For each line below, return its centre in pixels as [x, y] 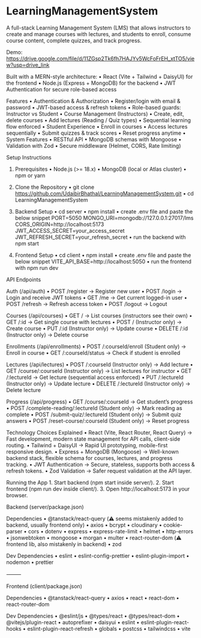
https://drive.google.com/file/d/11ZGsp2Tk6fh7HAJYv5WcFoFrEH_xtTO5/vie [100, 58]
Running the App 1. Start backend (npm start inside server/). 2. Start [90, 482]
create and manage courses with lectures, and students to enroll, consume [99, 34]
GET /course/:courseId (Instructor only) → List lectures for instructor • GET [99, 370]
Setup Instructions [29, 157]
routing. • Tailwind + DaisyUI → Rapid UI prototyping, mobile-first [87, 445]
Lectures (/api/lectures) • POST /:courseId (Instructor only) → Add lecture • [100, 364]
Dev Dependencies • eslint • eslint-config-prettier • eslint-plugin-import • [98, 556]
